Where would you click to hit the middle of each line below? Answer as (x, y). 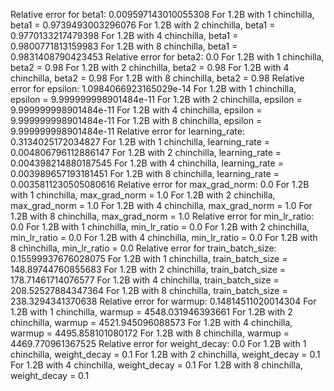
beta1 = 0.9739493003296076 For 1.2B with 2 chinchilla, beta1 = (143, 25)
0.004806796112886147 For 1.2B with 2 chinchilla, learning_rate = (146, 152)
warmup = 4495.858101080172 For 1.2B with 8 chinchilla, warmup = (150, 333)
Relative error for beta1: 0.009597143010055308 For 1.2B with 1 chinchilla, (162, 14)
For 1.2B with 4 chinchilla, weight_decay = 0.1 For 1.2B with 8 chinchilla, (156, 365)
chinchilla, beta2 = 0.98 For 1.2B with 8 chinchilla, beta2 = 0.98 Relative (157, 78)
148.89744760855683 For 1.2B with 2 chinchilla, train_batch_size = (148, 269)
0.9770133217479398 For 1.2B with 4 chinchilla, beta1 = (124, 35)
